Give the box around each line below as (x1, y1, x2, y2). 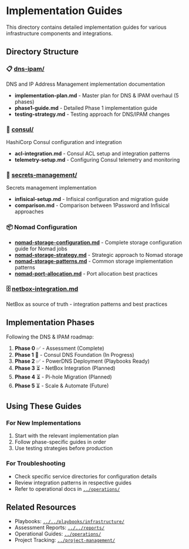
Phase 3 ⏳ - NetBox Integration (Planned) (14, 364, 116, 371)
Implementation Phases (6, 317, 95, 327)
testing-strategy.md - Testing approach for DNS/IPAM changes (14, 111, 170, 118)
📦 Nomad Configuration (6, 223, 77, 232)
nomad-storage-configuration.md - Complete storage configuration (14, 239, 182, 246)
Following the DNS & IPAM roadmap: (6, 333, 94, 340)
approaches (14, 208, 44, 215)
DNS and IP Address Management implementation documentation (6, 81, 166, 88)
